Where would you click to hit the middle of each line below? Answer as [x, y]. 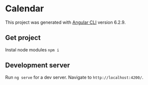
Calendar [24, 9]
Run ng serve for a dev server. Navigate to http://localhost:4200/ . [74, 77]
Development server [38, 65]
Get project [23, 38]
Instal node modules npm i [32, 49]
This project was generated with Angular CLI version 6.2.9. [66, 22]
